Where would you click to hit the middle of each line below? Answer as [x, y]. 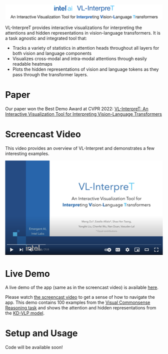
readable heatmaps [32, 64]
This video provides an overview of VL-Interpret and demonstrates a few [80, 148]
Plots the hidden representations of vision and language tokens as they [85, 69]
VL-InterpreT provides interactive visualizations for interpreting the [74, 28]
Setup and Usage [41, 333]
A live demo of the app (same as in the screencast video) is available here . [82, 287]
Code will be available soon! [34, 347]
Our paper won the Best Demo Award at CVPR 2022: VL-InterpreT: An [77, 109]
